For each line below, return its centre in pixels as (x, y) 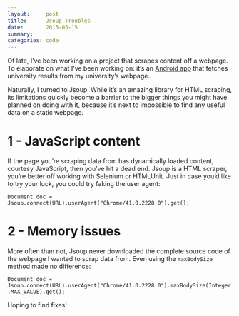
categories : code (33, 41)
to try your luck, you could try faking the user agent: (84, 184)
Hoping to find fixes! (37, 305)
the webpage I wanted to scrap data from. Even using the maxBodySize (110, 259)
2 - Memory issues (64, 231)
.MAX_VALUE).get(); (36, 292)
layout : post (33, 14)
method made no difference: (49, 266)
